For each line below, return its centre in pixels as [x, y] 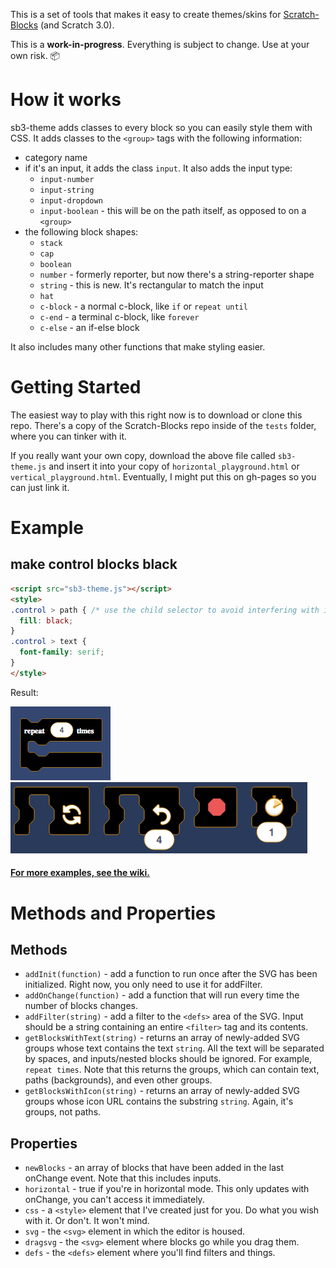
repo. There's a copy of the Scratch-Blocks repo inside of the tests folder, [163, 425]
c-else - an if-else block [89, 327]
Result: [24, 692]
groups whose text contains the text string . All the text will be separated [174, 1048]
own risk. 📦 [35, 55]
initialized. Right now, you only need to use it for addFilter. [143, 985]
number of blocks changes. [81, 1006]
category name [56, 157]
